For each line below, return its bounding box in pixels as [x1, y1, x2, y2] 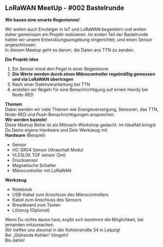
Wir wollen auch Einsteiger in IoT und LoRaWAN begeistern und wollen [5, 26, 146, 32]
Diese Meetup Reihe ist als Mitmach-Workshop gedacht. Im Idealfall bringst [5, 122, 156, 128]
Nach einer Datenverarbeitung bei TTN [12, 81, 91, 87]
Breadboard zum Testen [12, 202, 61, 208]
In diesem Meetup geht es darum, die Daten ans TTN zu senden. [5, 47, 135, 53]
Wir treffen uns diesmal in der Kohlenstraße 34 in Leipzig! [5, 227, 121, 233]
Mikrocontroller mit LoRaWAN [12, 168, 72, 173]
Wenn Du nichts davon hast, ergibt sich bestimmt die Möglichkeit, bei [5, 216, 144, 222]
